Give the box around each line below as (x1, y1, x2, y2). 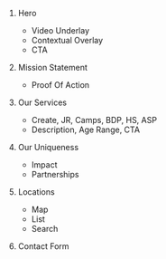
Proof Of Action (31, 80, 90, 90)
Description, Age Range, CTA (31, 124, 141, 135)
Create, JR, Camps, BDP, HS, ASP (31, 115, 158, 125)
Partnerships (31, 169, 79, 179)
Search (31, 224, 59, 234)
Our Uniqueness (17, 142, 79, 152)
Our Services (17, 97, 68, 108)
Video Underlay (31, 25, 90, 35)
